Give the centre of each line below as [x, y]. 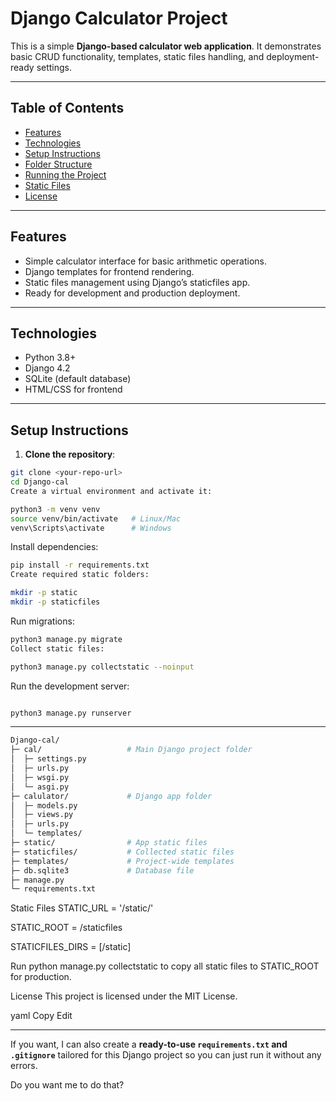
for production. [41, 977]
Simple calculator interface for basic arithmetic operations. [145, 261]
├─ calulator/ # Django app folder [111, 796]
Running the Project [65, 174]
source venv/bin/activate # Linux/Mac [96, 518]
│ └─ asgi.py [40, 787]
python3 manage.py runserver [71, 713]
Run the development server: [70, 686]
